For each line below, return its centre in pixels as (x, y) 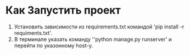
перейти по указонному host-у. (53, 46)
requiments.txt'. (33, 33)
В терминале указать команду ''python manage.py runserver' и (93, 39)
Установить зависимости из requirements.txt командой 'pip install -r (99, 27)
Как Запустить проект (63, 10)
